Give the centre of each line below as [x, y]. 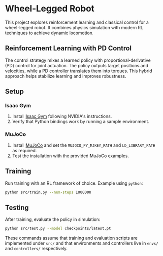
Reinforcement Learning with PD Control [68, 48]
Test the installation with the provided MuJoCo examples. [70, 156]
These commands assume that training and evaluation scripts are [71, 238]
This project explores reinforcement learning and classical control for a [77, 22]
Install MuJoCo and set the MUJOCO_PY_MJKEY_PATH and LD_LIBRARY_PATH [84, 145]
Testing [17, 207]
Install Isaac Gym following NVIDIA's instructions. [62, 116]
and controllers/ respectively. [36, 249]
